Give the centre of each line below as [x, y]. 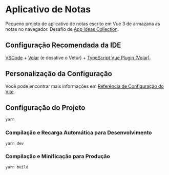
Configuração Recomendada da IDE [63, 45]
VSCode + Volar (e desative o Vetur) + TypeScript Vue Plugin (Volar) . [78, 57]
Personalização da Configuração [59, 74]
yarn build [17, 167]
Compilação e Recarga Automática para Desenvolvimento [79, 133]
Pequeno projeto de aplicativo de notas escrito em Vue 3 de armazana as [83, 24]
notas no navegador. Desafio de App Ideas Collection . [62, 29]
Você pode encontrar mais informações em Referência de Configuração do [84, 86]
